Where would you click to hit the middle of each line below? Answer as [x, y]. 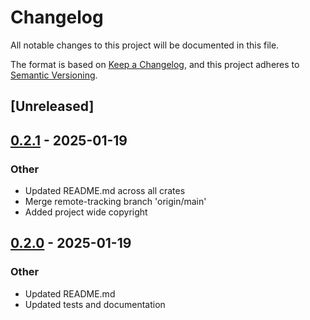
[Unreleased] [52, 106]
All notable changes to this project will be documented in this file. [145, 45]
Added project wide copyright [86, 212]
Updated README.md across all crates [105, 191]
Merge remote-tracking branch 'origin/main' [115, 202]
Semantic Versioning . [54, 75]
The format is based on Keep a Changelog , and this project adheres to [155, 64]
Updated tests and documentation [95, 304]
